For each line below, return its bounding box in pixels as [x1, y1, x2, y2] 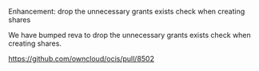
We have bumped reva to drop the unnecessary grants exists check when [8, 31, 252, 39]
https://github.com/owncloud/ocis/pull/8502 [8, 54, 154, 63]
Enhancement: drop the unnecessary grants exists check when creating [8, 7, 245, 16]
